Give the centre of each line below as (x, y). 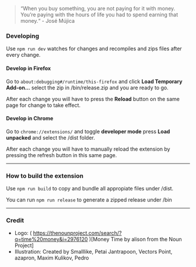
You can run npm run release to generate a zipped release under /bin (89, 200)
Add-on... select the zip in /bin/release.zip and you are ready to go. (87, 88)
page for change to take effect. (43, 105)
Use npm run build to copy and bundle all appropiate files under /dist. (90, 188)
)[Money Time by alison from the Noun (135, 240)
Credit (15, 220)
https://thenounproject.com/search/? (77, 233)
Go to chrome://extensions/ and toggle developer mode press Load (88, 131)
